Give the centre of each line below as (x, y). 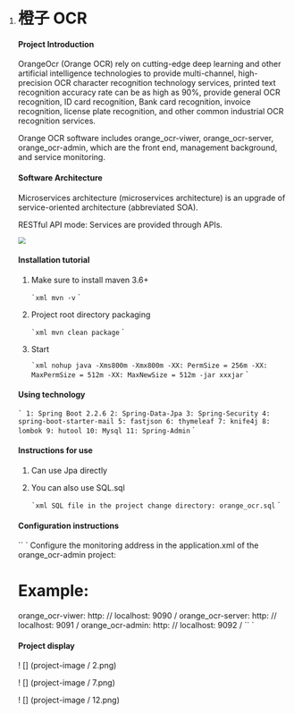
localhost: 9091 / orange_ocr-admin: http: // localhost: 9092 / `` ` (136, 626)
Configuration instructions (68, 525)
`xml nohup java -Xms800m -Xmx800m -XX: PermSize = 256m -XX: (149, 365)
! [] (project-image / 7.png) (67, 683)
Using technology (51, 395)
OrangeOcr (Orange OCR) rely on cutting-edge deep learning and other (149, 64)
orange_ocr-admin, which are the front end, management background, (147, 147)
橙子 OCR (52, 18)
